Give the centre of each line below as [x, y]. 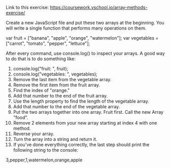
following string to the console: [46, 150]
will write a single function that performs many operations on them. [76, 28]
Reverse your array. [34, 134]
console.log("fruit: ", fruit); [40, 69]
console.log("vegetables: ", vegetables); [55, 74]
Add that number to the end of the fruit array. [60, 96]
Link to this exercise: [27, 7]
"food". [21, 117]
